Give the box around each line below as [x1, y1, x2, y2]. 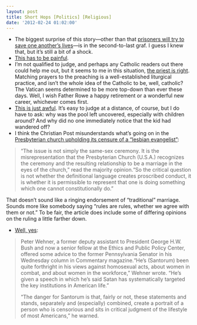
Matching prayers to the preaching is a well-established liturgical [14, 73, 172, 80]
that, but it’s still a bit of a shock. [14, 48, 93, 55]
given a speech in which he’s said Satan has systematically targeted [20, 275, 185, 283]
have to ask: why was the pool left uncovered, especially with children [14, 111, 185, 118]
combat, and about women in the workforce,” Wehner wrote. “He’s [20, 270, 182, 277]
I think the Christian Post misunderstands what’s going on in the [14, 130, 169, 137]
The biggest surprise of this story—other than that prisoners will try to [14, 36, 185, 43]
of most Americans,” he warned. [20, 312, 99, 319]
